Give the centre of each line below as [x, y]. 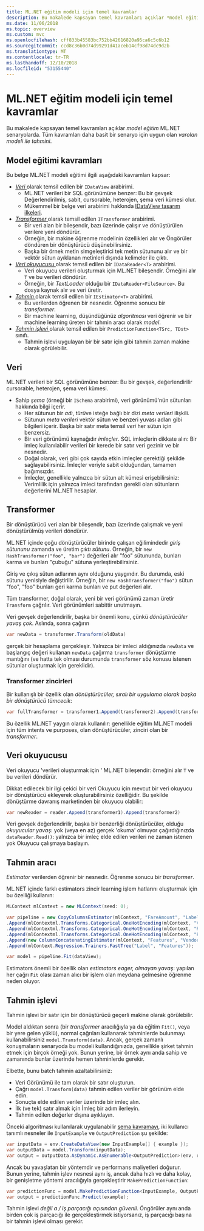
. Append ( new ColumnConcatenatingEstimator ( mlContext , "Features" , [92, 940]
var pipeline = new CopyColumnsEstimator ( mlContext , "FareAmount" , [93, 918]
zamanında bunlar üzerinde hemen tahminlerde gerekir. [75, 1059]
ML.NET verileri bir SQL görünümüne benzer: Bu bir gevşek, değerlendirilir [99, 382]
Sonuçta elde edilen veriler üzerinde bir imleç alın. [78, 1102]
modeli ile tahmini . [29, 141]
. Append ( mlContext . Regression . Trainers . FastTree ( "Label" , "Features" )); [100, 946]
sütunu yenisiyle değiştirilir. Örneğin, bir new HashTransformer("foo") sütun [100, 580]
